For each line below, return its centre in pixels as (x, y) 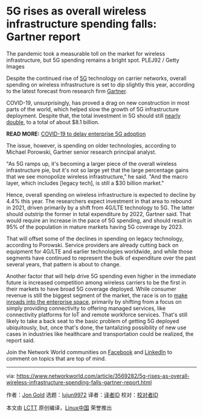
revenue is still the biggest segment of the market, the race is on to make (97, 295)
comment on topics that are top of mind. (56, 358)
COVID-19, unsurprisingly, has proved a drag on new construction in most (98, 103)
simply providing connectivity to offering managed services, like (86, 308)
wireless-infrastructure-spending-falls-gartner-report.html (79, 382)
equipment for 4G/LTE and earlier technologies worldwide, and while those (99, 251)
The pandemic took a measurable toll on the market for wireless (86, 53)
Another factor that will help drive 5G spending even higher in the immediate (101, 276)
